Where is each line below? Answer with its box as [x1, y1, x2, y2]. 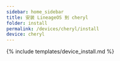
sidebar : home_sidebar [6, 8, 64, 15]
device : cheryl [6, 31, 45, 37]
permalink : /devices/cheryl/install [6, 25, 99, 32]
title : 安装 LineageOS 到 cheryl [6, 14, 88, 21]
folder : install [6, 20, 48, 26]
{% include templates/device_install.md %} [6, 48, 115, 55]
